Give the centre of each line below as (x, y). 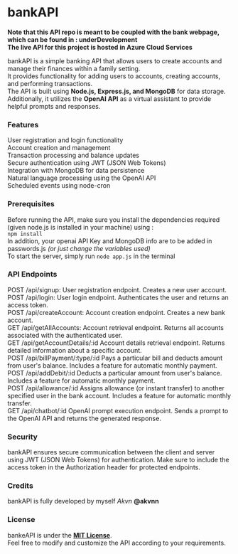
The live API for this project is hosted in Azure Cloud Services (100, 47)
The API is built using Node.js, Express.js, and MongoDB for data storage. (117, 91)
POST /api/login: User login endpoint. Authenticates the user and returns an (118, 297)
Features (23, 124)
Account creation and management (59, 148)
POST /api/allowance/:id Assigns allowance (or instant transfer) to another (116, 388)
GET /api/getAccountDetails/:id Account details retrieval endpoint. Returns (116, 343)
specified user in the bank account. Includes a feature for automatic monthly (119, 395)
